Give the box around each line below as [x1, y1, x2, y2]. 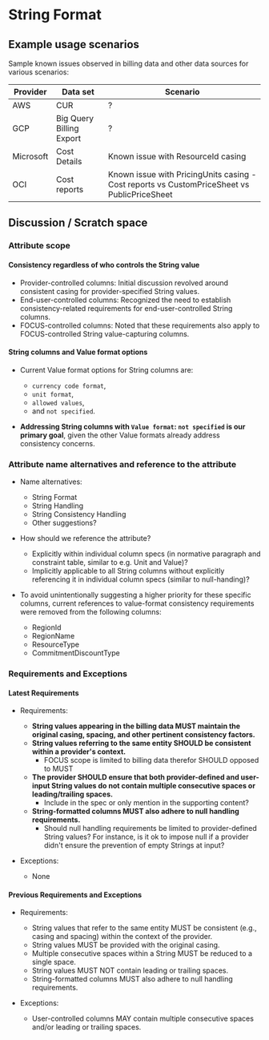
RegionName [31, 631, 75, 641]
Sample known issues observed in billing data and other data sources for [8, 58, 249, 68]
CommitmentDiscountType [31, 648, 120, 658]
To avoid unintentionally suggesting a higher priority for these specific [19, 591, 251, 600]
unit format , [31, 389, 74, 398]
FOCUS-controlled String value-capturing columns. [19, 329, 190, 338]
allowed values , [31, 397, 85, 407]
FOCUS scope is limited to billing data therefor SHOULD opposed [43, 756, 259, 765]
